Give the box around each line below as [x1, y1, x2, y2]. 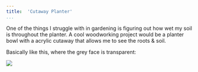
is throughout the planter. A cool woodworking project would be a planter [6, 30, 184, 38]
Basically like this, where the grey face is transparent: [6, 48, 137, 56]
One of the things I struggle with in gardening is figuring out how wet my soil [6, 25, 192, 32]
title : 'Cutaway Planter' [6, 8, 73, 15]
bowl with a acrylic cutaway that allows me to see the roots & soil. [6, 37, 167, 44]
